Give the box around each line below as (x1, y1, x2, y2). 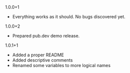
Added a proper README (12, 52, 65, 58)
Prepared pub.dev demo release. (12, 33, 80, 38)
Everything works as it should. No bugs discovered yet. (12, 14, 126, 19)
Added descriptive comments (12, 57, 73, 63)
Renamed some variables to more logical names (12, 63, 111, 68)
